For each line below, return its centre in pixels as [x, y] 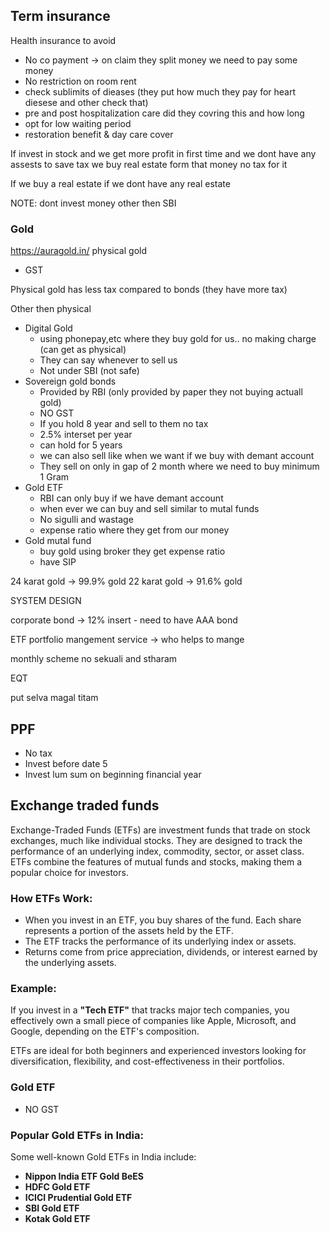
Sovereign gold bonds [70, 381]
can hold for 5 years [81, 445]
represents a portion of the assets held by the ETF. [129, 931]
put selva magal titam [54, 698]
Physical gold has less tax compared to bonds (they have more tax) [149, 290]
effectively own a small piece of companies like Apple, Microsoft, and [153, 1021]
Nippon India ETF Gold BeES [84, 1176]
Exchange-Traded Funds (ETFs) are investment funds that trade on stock [160, 830]
